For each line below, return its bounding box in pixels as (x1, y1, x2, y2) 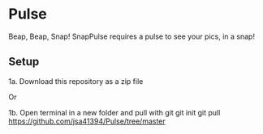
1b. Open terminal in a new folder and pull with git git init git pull (8, 107, 221, 117)
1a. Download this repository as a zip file (8, 76, 144, 86)
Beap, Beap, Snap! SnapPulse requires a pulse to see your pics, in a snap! (8, 31, 256, 41)
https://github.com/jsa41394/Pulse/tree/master (8, 116, 166, 126)
